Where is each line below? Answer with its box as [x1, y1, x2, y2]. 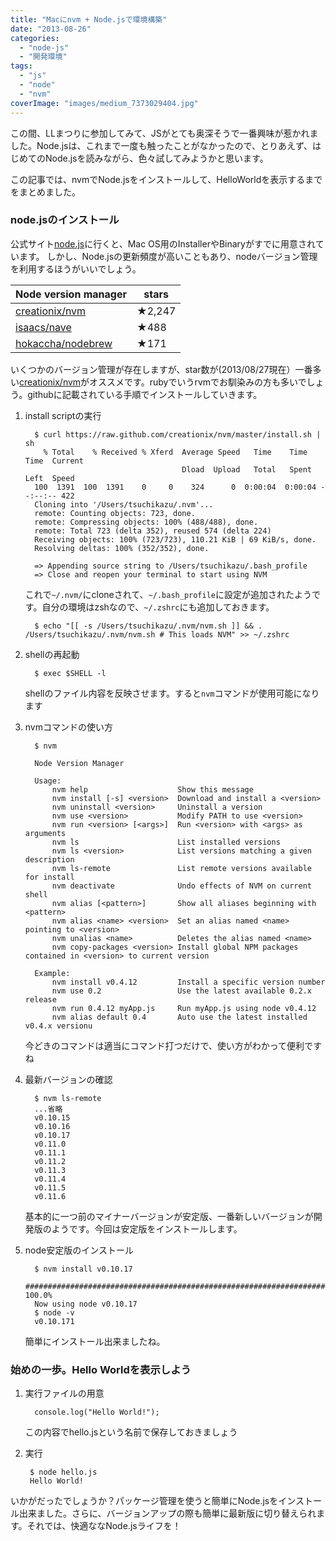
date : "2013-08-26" [10, 24, 92, 34]
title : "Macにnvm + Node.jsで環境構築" [10, 14, 168, 25]
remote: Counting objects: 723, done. [34, 508, 196, 518]
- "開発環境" [19, 52, 68, 62]
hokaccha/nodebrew [15, 336, 113, 350]
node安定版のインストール [24, 1244, 134, 1256]
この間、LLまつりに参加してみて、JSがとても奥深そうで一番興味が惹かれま [10, 127, 319, 139]
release [24, 994, 57, 1005]
